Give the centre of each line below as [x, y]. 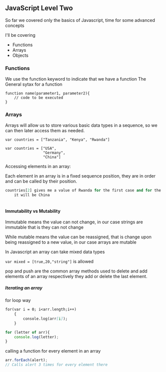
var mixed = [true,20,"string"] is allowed [49, 262]
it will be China [32, 195]
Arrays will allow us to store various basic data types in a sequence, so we [81, 125]
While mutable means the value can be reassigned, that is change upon [78, 237]
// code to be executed [39, 98]
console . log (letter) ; [36, 337]
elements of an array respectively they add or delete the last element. [76, 277]
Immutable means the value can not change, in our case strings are [74, 222]
